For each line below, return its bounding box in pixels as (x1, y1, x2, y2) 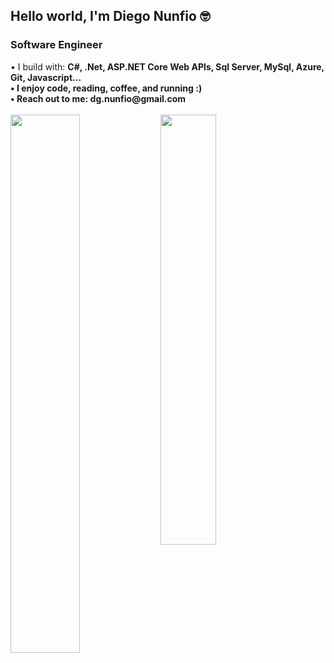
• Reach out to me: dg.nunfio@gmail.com (10, 92, 186, 104)
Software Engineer (10, 38, 103, 52)
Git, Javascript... (10, 71, 82, 83)
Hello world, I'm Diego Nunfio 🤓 (10, 8, 211, 25)
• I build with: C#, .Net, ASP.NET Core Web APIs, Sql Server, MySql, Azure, (10, 60, 325, 73)
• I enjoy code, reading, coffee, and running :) (10, 82, 203, 94)
